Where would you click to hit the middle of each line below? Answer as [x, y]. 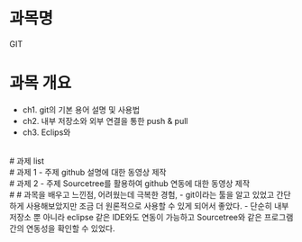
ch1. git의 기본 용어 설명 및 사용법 [81, 110]
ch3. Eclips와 [46, 132]
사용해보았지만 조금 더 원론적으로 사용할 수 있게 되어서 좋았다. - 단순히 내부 [157, 206]
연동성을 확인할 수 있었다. [70, 228]
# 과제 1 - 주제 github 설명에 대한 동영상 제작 [88, 172]
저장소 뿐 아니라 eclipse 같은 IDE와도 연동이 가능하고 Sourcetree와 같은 [136, 217]
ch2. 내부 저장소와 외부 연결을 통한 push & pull [105, 121]
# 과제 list [27, 161]
